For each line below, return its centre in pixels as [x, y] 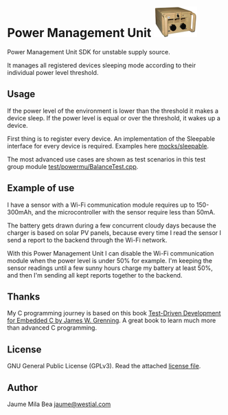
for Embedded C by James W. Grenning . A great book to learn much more [112, 321]
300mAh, [20, 212]
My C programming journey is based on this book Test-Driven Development [114, 313]
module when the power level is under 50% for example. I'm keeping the [110, 260]
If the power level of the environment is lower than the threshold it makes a [113, 111]
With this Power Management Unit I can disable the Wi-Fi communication [111, 253]
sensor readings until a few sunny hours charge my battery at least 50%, [110, 268]
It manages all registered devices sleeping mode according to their [102, 65]
